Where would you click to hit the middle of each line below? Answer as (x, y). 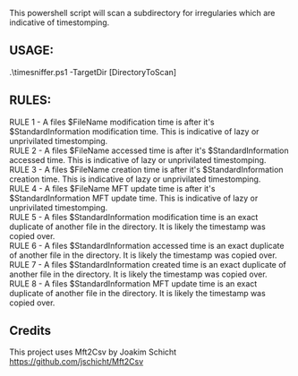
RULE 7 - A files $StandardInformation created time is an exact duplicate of (148, 264)
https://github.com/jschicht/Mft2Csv (77, 362)
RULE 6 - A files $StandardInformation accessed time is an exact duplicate (147, 245)
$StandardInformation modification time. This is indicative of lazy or (134, 131)
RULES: (30, 101)
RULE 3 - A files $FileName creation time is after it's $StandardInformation (146, 169)
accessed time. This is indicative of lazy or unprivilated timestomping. (138, 159)
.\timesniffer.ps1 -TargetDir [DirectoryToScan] (93, 72)
